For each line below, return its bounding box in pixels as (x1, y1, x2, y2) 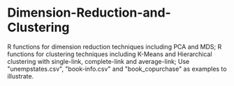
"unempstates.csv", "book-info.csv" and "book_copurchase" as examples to (7, 64, 227, 73)
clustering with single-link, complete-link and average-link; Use (7, 57, 190, 65)
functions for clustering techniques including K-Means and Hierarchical (7, 50, 212, 58)
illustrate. (7, 71, 34, 80)
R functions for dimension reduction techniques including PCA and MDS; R (7, 42, 222, 51)
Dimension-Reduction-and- (7, 5, 171, 21)
